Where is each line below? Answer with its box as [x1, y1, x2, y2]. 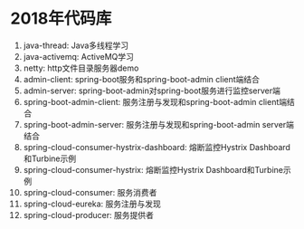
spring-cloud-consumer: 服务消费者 [23, 186, 157, 197]
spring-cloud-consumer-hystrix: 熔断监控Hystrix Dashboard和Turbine [23, 164, 284, 175]
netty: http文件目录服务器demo [23, 62, 139, 73]
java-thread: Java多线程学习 [23, 40, 129, 51]
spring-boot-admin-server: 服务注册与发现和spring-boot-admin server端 [23, 119, 295, 129]
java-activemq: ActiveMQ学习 [23, 51, 135, 62]
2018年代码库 [10, 8, 112, 29]
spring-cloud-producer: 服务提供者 [23, 209, 155, 220]
